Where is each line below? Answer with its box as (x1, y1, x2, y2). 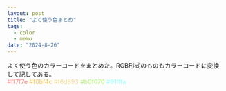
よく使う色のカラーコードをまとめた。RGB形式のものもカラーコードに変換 (7, 62, 220, 69)
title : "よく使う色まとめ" (7, 16, 77, 23)
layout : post (7, 10, 45, 17)
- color (13, 29, 36, 36)
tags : (7, 23, 23, 29)
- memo (13, 36, 32, 42)
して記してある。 (7, 70, 55, 78)
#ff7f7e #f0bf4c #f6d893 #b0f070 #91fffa (7, 78, 126, 86)
